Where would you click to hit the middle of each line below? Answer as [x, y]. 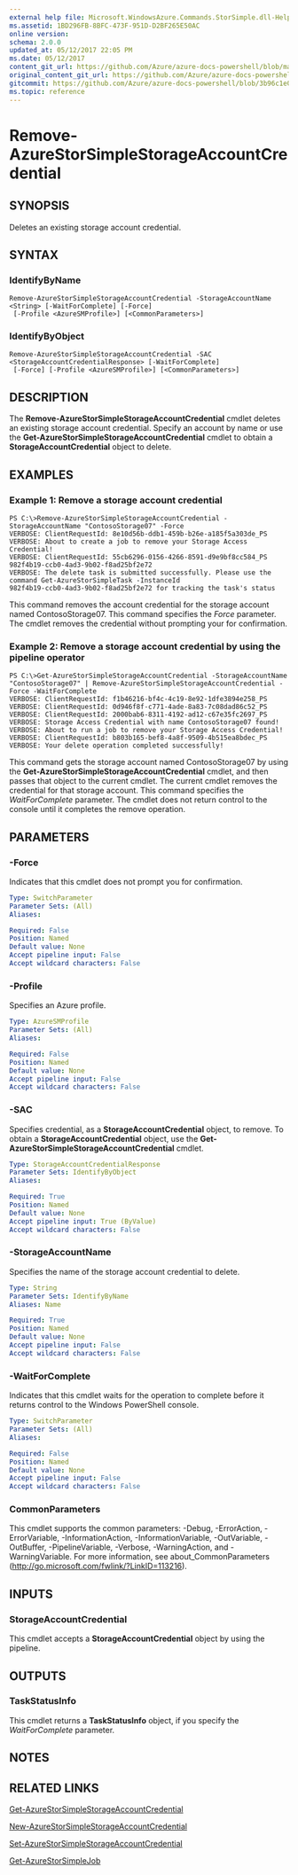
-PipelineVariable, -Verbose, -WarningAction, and [138, 1547]
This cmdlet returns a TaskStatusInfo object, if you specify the [124, 1720]
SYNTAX [34, 255]
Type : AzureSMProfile [49, 1022]
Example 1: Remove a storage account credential [116, 500]
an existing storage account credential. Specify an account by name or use [146, 428]
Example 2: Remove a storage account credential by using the [145, 646]
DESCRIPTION [49, 397]
